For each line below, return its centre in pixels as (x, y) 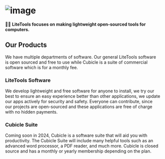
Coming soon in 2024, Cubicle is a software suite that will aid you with (76, 135)
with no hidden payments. (32, 112)
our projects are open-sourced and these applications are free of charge (79, 107)
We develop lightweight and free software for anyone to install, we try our (80, 91)
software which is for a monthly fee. (42, 67)
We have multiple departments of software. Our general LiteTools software (81, 57)
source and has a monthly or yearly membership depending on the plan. (78, 151)
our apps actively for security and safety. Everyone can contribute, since (79, 102)
